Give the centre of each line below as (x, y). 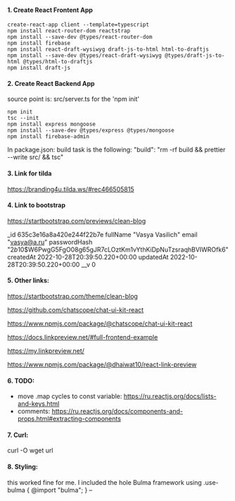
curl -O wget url (30, 450)
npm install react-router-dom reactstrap (69, 31)
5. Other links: (28, 280)
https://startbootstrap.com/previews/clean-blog (77, 221)
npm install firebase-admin (49, 137)
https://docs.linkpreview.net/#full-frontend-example (83, 338)
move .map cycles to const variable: (70, 396)
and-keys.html (38, 404)
